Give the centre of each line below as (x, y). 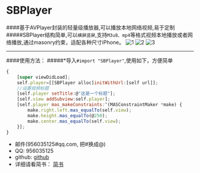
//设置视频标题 (33, 88)
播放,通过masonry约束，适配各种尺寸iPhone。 (68, 42)
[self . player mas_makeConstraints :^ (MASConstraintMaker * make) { (100, 105)
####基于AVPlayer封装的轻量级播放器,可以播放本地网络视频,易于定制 (90, 27)
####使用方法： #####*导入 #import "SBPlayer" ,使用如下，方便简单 (90, 60)
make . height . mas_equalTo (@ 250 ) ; (68, 116)
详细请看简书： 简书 (39, 164)
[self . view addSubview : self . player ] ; (64, 99)
